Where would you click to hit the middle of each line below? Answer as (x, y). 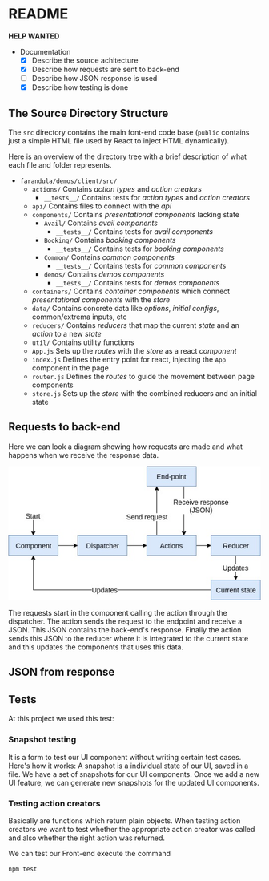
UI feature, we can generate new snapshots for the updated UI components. (134, 782)
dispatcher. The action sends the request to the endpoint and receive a (125, 621)
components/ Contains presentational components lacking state (136, 214)
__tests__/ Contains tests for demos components (138, 283)
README (38, 14)
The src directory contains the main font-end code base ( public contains (129, 132)
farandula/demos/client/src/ (68, 181)
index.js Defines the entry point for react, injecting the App (129, 359)
